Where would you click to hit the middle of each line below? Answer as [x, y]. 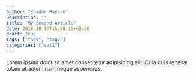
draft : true [21, 34]
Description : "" [26, 17]
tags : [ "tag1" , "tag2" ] [36, 40]
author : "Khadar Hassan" [37, 12]
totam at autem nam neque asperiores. [54, 68]
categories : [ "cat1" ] [33, 46]
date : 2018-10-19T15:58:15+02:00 [48, 28]
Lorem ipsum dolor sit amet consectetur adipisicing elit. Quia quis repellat [97, 62]
